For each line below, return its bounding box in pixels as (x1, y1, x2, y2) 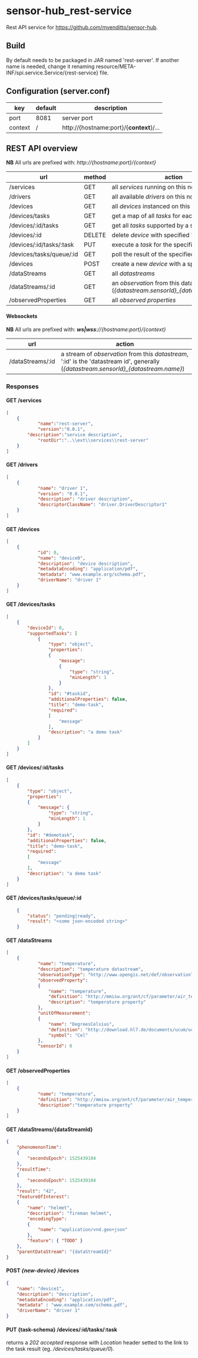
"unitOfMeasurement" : (37, 1011, 91, 1016)
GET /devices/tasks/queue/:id (6, 894, 82, 902)
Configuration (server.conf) (6, 86, 110, 96)
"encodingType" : (27, 1216, 67, 1221)
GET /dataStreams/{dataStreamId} (6, 1126, 93, 1133)
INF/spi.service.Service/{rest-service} (6, 69, 99, 76)
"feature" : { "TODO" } (27, 1238, 83, 1244)
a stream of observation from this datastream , (61, 350, 189, 358)
